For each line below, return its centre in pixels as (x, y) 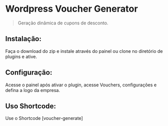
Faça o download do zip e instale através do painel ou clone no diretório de (84, 51)
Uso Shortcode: (31, 106)
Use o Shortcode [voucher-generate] (44, 118)
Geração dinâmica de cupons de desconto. (63, 23)
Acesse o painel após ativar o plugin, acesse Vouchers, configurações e (81, 85)
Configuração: (29, 72)
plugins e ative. (21, 56)
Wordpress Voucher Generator (72, 9)
